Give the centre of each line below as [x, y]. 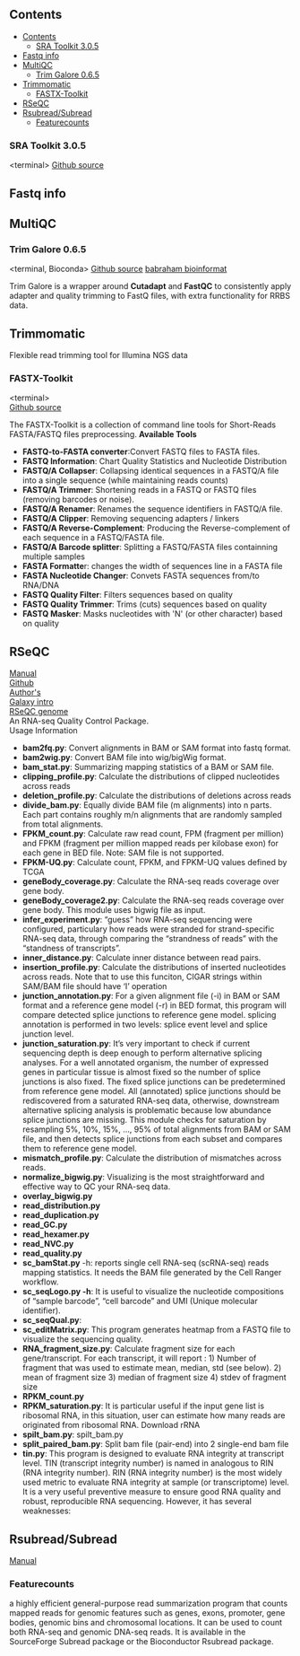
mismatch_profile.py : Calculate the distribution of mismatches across [152, 1158]
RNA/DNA [41, 585]
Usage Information [43, 731]
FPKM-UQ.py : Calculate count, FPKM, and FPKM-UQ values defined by [154, 863]
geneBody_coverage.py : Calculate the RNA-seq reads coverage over [151, 881]
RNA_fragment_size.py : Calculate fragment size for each [129, 1349]
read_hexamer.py [56, 1234]
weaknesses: [47, 1511]
